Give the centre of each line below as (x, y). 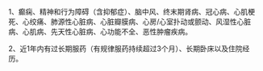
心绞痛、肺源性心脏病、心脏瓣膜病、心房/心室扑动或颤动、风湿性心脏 (137, 22)
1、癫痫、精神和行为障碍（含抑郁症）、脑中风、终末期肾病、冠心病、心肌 (128, 12)
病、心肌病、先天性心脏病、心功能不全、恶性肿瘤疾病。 (100, 32)
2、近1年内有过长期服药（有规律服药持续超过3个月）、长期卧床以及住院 (125, 49)
